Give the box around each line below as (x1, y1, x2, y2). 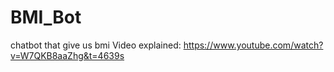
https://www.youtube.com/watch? (183, 39, 324, 51)
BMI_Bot (10, 6, 82, 29)
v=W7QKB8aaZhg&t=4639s (10, 49, 125, 61)
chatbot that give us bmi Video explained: (10, 39, 182, 51)
